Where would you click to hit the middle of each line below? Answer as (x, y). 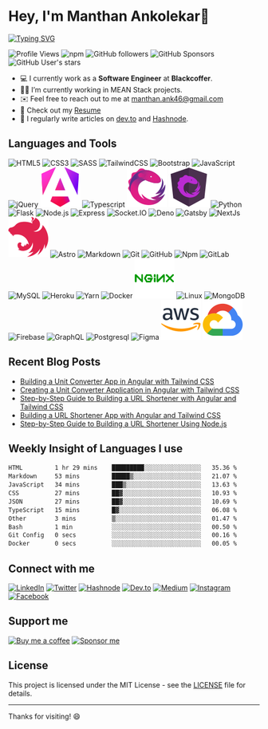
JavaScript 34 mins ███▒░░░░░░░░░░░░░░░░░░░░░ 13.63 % (123, 485)
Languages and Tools (63, 144)
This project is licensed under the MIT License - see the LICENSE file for (127, 684)
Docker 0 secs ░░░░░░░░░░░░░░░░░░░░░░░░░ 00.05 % (123, 544)
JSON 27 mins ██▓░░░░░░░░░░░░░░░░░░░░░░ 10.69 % (123, 502)
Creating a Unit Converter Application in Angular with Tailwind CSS (130, 389)
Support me (38, 621)
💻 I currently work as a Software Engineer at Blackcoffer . (116, 78)
